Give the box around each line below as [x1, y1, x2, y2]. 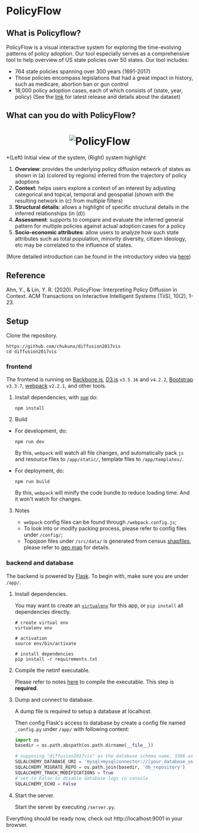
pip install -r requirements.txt [14, 656, 98, 662]
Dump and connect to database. [14, 696, 94, 703]
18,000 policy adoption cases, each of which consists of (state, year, [14, 87, 183, 94]
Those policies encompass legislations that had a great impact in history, [14, 74, 194, 81]
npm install [14, 405, 45, 412]
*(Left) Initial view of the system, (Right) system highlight [6, 154, 146, 161]
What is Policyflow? [6, 28, 81, 38]
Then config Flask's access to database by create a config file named [14, 719, 186, 726]
